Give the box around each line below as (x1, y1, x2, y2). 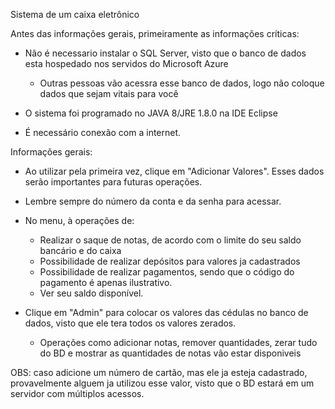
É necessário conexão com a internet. (24, 127, 182, 138)
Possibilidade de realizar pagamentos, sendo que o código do (39, 266, 295, 278)
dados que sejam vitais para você (39, 88, 179, 99)
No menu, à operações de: (24, 215, 135, 226)
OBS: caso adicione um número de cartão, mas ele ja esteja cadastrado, (10, 367, 308, 378)
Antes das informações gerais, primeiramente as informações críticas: (10, 28, 300, 39)
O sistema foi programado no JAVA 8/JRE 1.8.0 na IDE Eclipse (24, 107, 278, 119)
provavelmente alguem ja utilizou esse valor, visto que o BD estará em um (10, 377, 315, 389)
